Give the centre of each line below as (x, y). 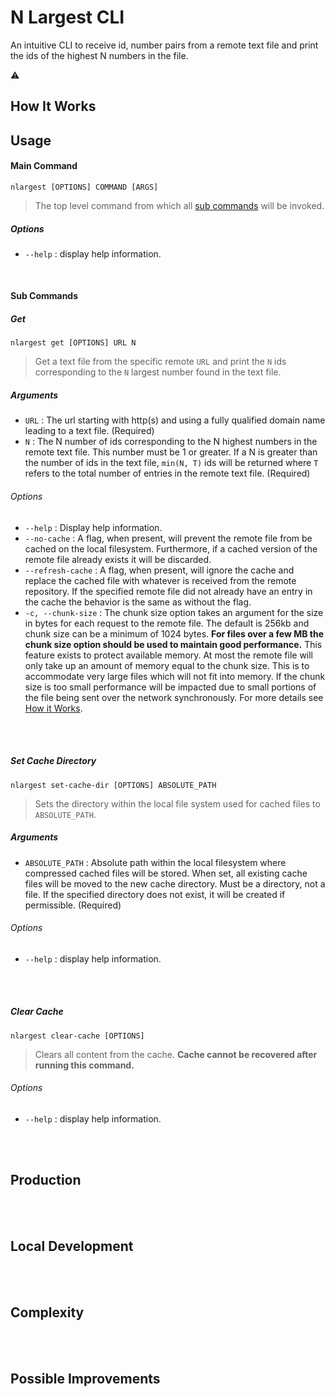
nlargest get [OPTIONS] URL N (73, 343)
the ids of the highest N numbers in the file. (99, 55)
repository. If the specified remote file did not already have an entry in (168, 591)
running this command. (84, 1065)
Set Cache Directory (53, 761)
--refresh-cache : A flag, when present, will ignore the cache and (159, 570)
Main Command (44, 166)
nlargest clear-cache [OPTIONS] (77, 1036)
